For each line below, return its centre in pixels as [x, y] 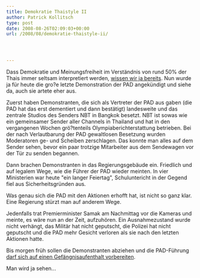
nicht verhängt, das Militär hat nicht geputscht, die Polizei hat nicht [89, 226]
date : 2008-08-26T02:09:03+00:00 [48, 28]
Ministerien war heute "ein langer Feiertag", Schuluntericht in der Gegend [97, 178]
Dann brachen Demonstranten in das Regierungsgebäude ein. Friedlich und [99, 165]
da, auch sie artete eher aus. [41, 91]
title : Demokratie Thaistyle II [46, 12]
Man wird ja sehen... [31, 268]
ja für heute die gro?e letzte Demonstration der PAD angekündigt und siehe [99, 85]
